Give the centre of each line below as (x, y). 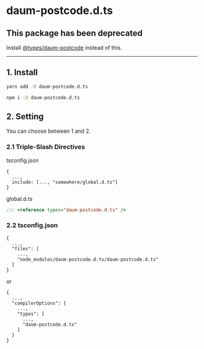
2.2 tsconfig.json (32, 225)
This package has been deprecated (74, 33)
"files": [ (25, 249)
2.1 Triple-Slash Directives (46, 147)
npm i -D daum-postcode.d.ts (43, 97)
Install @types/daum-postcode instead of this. (64, 48)
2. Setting (25, 116)
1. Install (22, 73)
